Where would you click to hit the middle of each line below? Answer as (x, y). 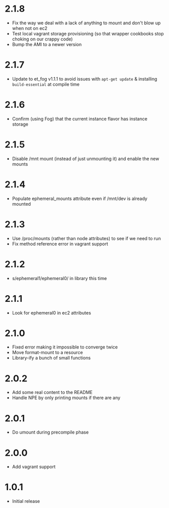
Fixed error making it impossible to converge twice (65, 347)
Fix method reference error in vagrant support (60, 244)
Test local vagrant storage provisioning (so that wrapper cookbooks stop (88, 33)
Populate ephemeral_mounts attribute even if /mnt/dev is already (80, 199)
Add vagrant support (34, 467)
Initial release (26, 501)
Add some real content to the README (52, 393)
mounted (22, 204)
